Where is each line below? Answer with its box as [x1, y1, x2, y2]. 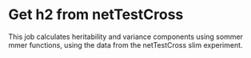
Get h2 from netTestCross [8, 6, 184, 24]
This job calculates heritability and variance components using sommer [8, 32, 244, 41]
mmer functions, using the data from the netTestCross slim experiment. [8, 40, 243, 49]
